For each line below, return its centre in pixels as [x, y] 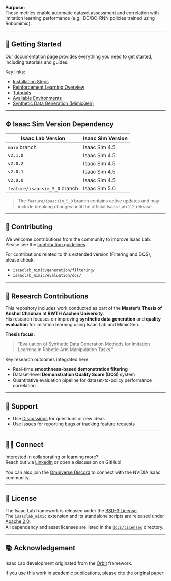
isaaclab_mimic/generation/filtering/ [54, 270]
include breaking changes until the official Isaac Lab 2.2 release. [85, 206]
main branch [22, 147]
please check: [20, 260]
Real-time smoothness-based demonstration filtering [70, 369]
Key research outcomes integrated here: [48, 359]
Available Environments [37, 98]
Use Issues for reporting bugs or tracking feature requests [74, 424]
